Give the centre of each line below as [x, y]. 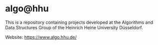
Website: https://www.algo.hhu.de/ [41, 37]
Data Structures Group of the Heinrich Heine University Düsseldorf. [74, 27]
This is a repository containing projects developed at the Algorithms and [79, 22]
